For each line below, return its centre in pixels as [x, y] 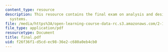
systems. [19, 19]
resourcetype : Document [30, 33]
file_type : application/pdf [34, 28]
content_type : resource [30, 10]
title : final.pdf [23, 38]
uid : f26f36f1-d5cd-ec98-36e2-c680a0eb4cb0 [51, 42]
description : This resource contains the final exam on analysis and [79, 14]
